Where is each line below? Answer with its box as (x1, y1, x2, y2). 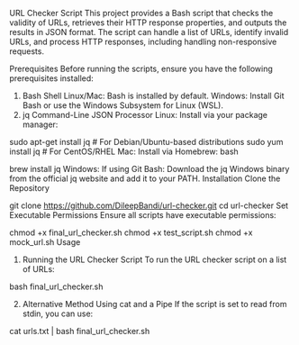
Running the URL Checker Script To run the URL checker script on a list (22, 254, 287, 265)
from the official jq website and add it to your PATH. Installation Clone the (9, 173, 281, 184)
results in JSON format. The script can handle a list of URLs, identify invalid (9, 27, 289, 37)
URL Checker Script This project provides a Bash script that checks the (9, 8, 274, 18)
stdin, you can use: (22, 308, 94, 319)
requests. (9, 46, 45, 57)
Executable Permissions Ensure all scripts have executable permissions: (9, 210, 276, 220)
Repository (9, 183, 50, 193)
